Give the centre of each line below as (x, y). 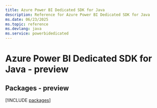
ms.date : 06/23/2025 (27, 19)
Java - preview (37, 69)
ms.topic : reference (27, 24)
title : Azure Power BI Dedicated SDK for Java (55, 10)
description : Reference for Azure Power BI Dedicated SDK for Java (78, 15)
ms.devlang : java (23, 29)
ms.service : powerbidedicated (37, 33)
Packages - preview (37, 88)
